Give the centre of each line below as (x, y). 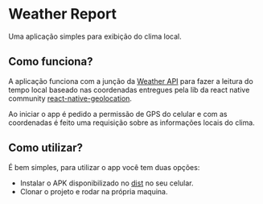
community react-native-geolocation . (70, 98)
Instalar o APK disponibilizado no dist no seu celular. (107, 183)
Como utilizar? (45, 148)
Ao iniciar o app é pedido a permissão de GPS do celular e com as (118, 114)
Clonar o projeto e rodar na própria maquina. (94, 191)
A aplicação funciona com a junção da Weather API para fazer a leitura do (131, 81)
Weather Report (63, 14)
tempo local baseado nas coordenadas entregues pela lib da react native (129, 90)
